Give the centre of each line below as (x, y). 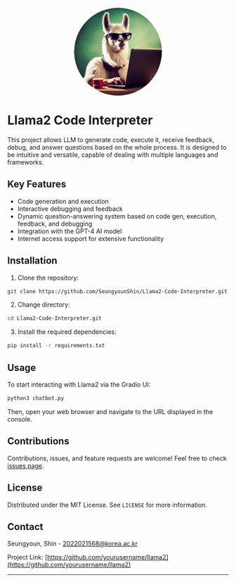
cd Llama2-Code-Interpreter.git (54, 318)
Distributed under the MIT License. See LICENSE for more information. (107, 505)
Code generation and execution (63, 201)
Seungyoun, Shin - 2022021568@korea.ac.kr (73, 544)
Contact (25, 527)
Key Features (37, 185)
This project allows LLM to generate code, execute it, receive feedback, (111, 140)
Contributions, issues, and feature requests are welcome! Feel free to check (117, 458)
